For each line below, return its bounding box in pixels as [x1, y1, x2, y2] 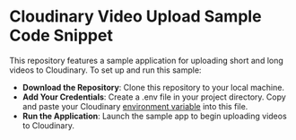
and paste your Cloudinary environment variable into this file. [22, 101, 248, 111]
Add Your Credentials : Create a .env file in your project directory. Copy [22, 92, 287, 102]
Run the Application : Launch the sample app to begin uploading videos [22, 110, 287, 121]
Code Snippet [9, 25, 114, 46]
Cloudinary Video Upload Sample [9, 6, 262, 27]
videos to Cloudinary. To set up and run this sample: [9, 65, 202, 75]
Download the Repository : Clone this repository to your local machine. [22, 82, 285, 92]
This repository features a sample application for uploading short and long [9, 55, 284, 66]
